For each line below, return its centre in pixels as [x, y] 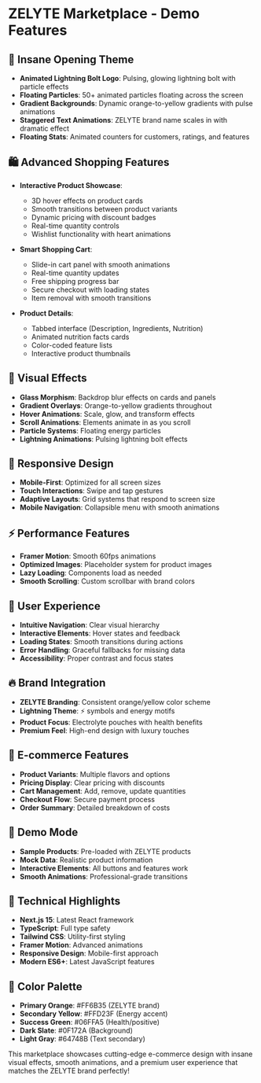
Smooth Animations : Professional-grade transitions [104, 876]
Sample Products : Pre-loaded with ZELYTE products [105, 851]
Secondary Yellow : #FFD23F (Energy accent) [94, 1014]
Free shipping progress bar [75, 281]
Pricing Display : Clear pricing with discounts [92, 783]
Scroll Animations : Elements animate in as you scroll [105, 422]
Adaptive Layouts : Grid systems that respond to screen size [117, 499]
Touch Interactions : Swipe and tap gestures [91, 491]
